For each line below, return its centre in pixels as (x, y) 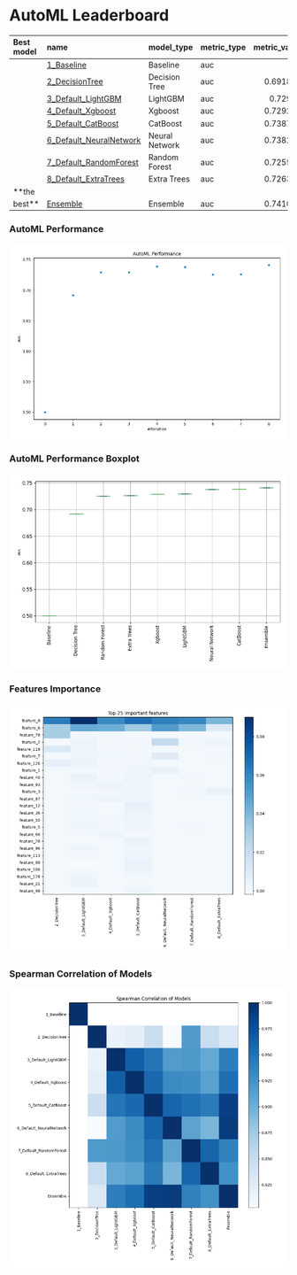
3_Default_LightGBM (84, 99)
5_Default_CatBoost (83, 123)
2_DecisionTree (75, 81)
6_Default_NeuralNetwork (94, 140)
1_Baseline (66, 65)
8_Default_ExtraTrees (86, 179)
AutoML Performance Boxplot (74, 459)
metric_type (223, 47)
